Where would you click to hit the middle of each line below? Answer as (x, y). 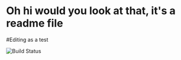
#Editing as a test (27, 39)
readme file (35, 23)
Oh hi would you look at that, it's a (91, 11)
